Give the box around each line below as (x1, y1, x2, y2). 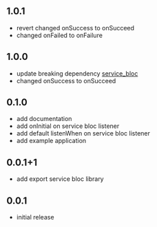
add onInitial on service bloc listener (16, 122, 120, 130)
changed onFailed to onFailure (16, 31, 103, 39)
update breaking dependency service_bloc (16, 69, 138, 78)
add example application (16, 137, 87, 145)
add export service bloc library (16, 175, 104, 183)
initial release (16, 213, 54, 221)
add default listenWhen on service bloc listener (16, 129, 151, 138)
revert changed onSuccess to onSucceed (16, 23, 135, 32)
